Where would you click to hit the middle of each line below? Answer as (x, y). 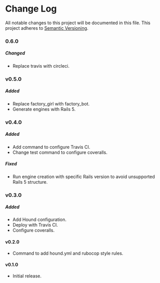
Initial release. (27, 276)
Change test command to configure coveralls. (60, 152)
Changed (15, 53)
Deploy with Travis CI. (35, 225)
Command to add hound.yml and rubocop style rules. (68, 253)
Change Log (31, 9)
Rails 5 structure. (30, 182)
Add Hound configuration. (39, 219)
